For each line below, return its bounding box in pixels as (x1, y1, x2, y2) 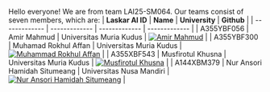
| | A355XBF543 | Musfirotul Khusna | (102, 50, 227, 58)
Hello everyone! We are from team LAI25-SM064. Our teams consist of (8, 7, 244, 16)
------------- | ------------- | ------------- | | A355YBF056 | (50, 24, 249, 33)
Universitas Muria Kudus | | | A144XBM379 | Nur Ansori (8, 58, 262, 67)
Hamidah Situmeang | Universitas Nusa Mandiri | (8, 66, 170, 75)
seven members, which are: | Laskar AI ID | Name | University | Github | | (8, 15, 254, 25)
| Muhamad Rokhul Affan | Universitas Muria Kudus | (8, 41, 183, 50)
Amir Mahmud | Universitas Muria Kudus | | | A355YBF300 (8, 32, 259, 42)
